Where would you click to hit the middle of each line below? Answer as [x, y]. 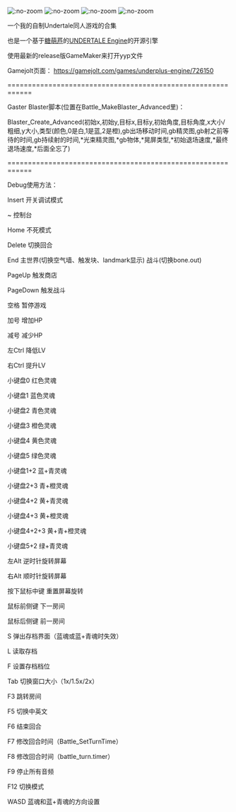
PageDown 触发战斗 [36, 290]
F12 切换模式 [26, 787]
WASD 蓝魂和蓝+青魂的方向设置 [54, 801]
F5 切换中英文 [28, 711]
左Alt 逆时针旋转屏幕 [37, 561]
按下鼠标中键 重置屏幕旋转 [45, 591]
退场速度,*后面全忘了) [39, 148]
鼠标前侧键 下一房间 [36, 606]
